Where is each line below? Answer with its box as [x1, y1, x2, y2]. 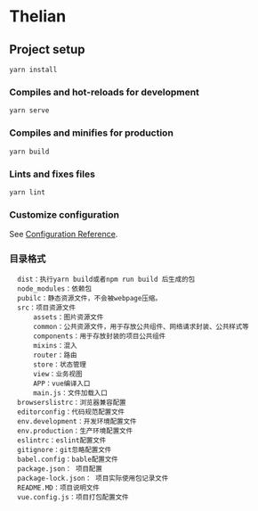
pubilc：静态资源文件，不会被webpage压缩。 [17, 294, 162, 303]
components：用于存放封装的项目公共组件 [32, 332, 166, 341]
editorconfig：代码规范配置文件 [17, 408, 125, 416]
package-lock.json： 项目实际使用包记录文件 [17, 474, 169, 483]
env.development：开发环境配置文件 [17, 417, 137, 426]
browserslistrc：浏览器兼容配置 [17, 399, 126, 408]
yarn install [9, 65, 58, 74]
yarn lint [9, 187, 46, 197]
